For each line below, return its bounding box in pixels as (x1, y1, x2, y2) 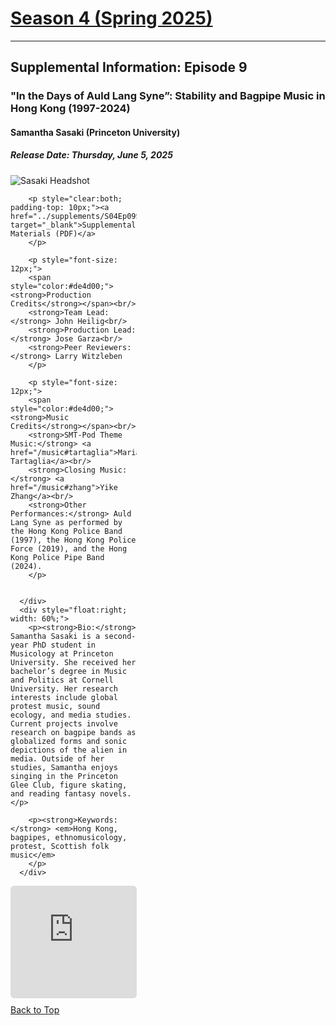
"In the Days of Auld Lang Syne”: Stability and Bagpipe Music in (10, 89, 326, 103)
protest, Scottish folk (10, 841, 110, 851)
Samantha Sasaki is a (10, 631, 101, 641)
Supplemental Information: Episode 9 (10, 59, 248, 76)
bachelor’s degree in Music (10, 666, 128, 676)
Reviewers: (86, 342, 132, 352)
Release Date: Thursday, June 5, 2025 (10, 149, 173, 161)
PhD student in (32, 640, 97, 650)
